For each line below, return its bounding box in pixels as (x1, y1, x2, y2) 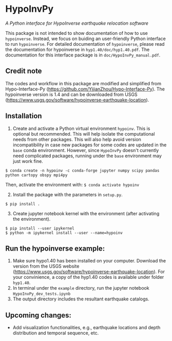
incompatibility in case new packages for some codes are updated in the (12, 142, 167, 148)
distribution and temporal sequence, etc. (12, 330, 99, 336)
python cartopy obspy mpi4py (5, 173, 68, 178)
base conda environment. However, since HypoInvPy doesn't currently (12, 147, 159, 153)
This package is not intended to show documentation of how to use (5, 30, 148, 36)
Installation (5, 111, 42, 121)
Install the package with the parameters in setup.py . (12, 191, 123, 198)
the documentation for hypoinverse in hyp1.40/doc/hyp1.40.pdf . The (5, 46, 150, 52)
